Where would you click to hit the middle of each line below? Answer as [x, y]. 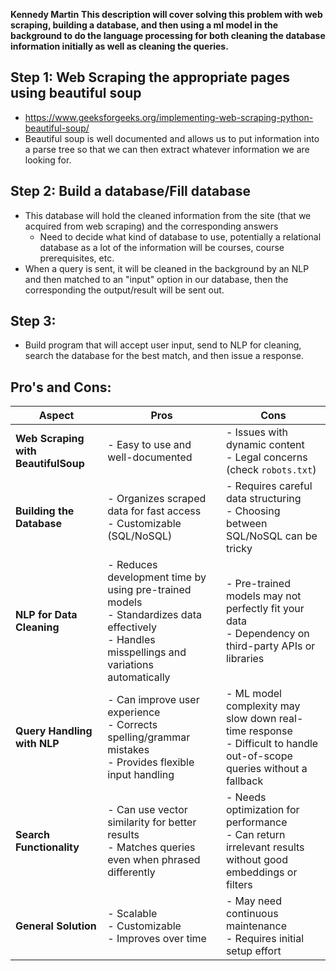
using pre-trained [149, 590]
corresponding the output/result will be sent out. [124, 290]
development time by [157, 577]
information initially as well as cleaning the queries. [119, 46]
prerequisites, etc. [77, 258]
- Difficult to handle [272, 744]
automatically [139, 677]
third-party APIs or [270, 646]
